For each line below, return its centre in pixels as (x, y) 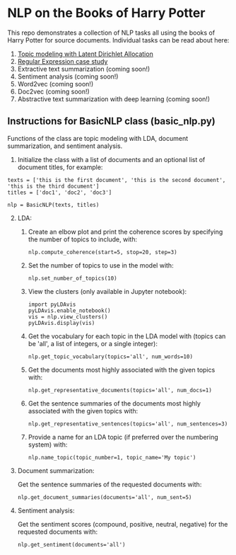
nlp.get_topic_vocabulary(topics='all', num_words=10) (110, 356)
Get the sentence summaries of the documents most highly (114, 403)
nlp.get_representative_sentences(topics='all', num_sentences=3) (128, 424)
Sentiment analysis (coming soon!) (68, 76)
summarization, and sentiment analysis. (65, 146)
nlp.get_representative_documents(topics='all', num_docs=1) (120, 390)
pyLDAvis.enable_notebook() (69, 310)
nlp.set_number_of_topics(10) (73, 278)
